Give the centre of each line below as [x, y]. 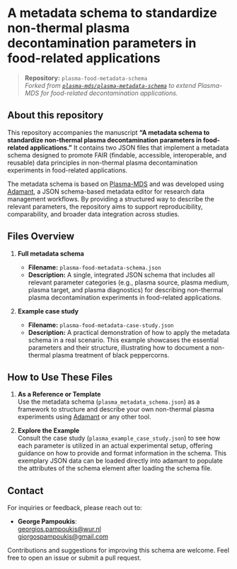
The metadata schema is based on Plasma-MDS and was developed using [116, 184]
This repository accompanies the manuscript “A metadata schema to [109, 132]
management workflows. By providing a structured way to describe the [111, 199]
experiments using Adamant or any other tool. [84, 417]
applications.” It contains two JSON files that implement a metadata [129, 148]
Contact [25, 491]
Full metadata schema [51, 253]
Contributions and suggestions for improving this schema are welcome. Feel [118, 551]
